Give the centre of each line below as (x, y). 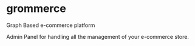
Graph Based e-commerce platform (51, 25)
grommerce (36, 9)
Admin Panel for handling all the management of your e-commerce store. (98, 36)
